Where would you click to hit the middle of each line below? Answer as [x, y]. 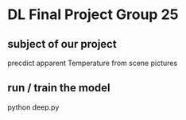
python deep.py [33, 107]
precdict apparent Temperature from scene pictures [93, 63]
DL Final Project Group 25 [93, 15]
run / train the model [59, 88]
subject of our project [62, 44]
